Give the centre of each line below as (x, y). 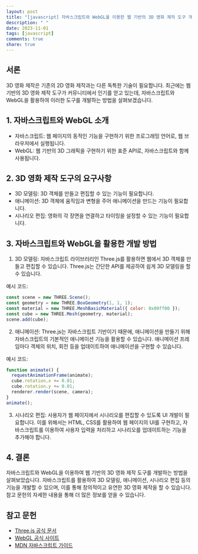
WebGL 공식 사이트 (37, 538)
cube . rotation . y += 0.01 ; (43, 387)
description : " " (27, 22)
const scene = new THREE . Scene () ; (49, 298)
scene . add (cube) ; (27, 320)
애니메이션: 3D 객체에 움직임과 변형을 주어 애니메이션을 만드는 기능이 (93, 201)
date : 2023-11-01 (27, 28)
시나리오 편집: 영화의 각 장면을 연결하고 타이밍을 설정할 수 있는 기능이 (94, 216)
